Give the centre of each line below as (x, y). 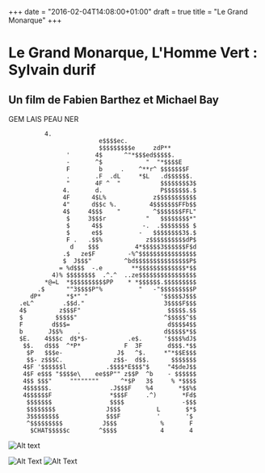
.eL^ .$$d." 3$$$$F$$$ (108, 303)
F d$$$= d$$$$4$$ (108, 324)
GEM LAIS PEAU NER (44, 119)
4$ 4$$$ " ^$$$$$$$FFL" (130, 211)
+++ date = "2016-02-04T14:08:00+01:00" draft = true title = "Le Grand (128, 12)
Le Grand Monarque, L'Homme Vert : (133, 53)
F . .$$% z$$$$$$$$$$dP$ (131, 240)
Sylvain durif (52, 70)
